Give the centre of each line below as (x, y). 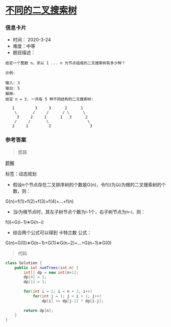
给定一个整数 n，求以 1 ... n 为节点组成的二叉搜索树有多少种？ (66, 63)
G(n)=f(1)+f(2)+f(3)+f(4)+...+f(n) (40, 201)
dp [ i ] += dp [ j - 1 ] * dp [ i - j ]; (73, 301)
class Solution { (24, 263)
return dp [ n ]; (39, 310)
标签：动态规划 (21, 174)
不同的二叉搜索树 (41, 10)
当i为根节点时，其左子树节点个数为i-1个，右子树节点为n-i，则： (79, 212)
